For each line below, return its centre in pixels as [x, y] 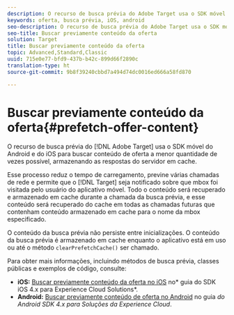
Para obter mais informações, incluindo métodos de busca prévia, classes [113, 261]
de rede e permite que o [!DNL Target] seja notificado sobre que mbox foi [112, 183]
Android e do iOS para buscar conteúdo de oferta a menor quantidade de [112, 154]
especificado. [27, 220]
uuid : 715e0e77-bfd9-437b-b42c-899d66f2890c [73, 59]
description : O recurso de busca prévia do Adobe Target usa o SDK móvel [117, 14]
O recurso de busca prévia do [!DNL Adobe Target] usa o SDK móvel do [110, 146]
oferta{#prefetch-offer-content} [103, 127]
